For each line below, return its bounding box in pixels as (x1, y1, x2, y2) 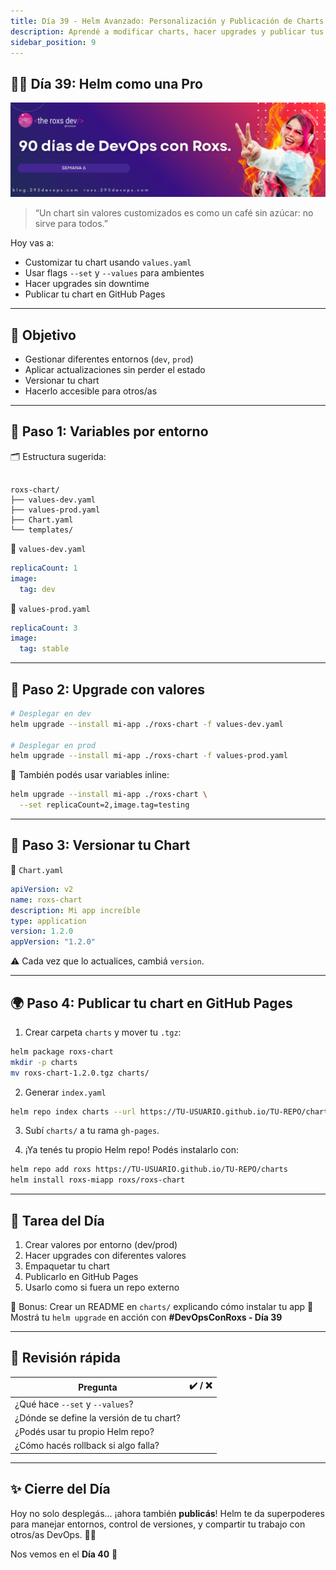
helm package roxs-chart (10, 1046, 114, 1057)
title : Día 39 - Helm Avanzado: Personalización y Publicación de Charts (10, 16, 325, 26)
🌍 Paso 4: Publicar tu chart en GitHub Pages (10, 995, 293, 1012)
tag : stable (19, 644, 70, 654)
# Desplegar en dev (10, 708, 92, 719)
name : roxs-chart (10, 895, 83, 905)
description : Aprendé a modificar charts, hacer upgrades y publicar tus (10, 26, 325, 37)
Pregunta (78, 1381, 118, 1393)
